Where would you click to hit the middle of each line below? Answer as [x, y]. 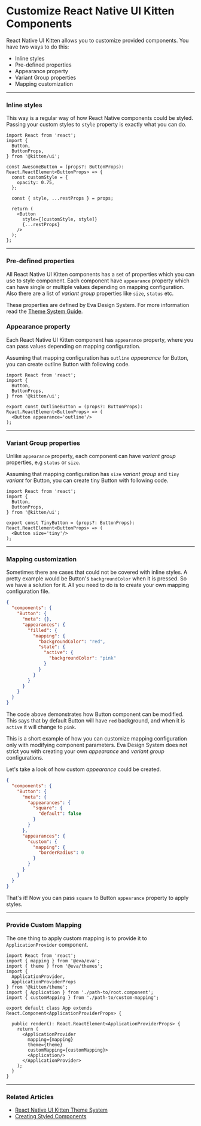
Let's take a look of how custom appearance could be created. [84, 769]
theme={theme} [45, 1044]
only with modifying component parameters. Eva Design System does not [97, 745]
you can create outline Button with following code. [68, 364]
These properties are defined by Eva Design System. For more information [98, 305]
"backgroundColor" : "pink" [83, 658]
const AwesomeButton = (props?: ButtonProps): [65, 167]
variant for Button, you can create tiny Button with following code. [87, 480]
